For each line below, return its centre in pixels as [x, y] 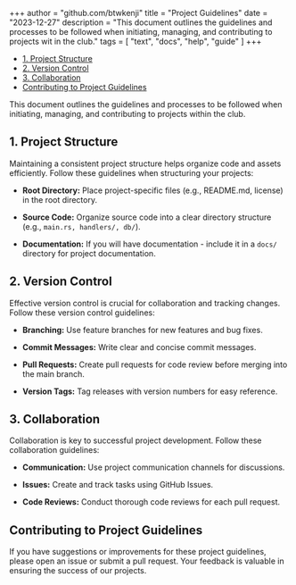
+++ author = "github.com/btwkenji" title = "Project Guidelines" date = [139, 13]
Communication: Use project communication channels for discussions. [153, 467]
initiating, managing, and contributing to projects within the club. [127, 114]
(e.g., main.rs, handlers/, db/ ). [81, 226]
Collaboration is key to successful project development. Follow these [136, 440]
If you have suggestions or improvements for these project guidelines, [138, 552]
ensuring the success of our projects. [78, 571]
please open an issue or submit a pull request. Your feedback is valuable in [147, 561]
